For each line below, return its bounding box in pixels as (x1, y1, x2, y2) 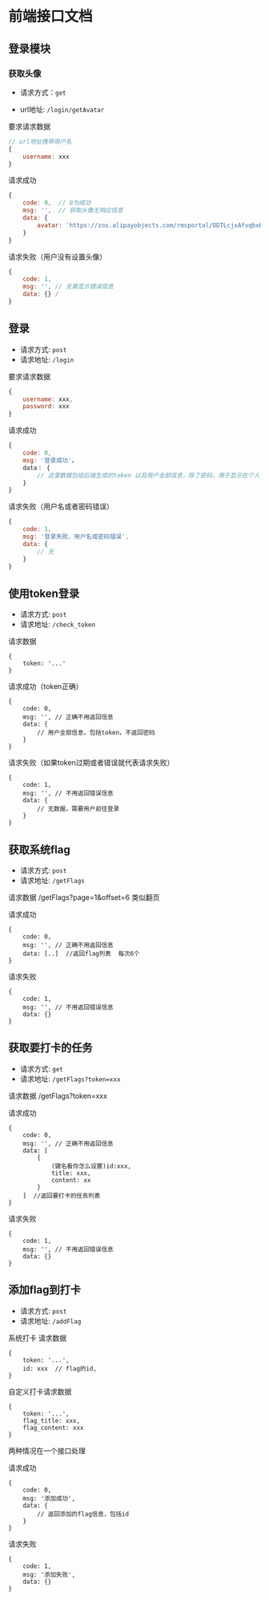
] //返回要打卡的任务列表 (22, 1192, 101, 1200)
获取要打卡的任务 (8, 1041, 93, 1055)
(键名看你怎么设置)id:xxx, (50, 1162, 132, 1170)
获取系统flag (8, 843, 70, 857)
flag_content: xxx (22, 1424, 84, 1432)
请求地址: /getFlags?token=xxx (19, 1074, 121, 1084)
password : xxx (22, 403, 70, 411)
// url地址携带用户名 (8, 137, 72, 145)
